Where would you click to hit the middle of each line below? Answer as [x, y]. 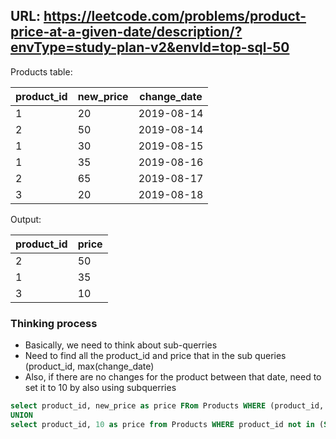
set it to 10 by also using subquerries [100, 388]
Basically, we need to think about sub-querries [121, 345]
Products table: [41, 71]
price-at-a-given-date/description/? [126, 32]
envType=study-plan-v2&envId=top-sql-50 [150, 47]
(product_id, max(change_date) [89, 366]
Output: [26, 219]
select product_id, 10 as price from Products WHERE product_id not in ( [167, 424]
